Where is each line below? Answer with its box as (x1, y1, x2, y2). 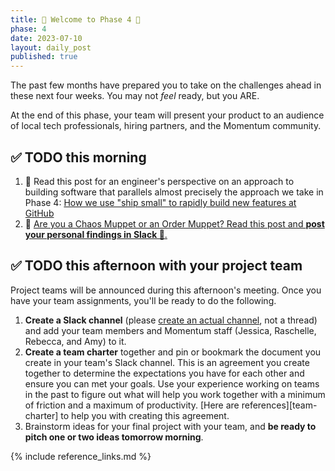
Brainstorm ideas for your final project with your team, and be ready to (24, 420, 317, 432)
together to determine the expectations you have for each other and (24, 367, 305, 379)
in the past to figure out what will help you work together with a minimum (24, 388, 326, 400)
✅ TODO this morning (10, 149, 147, 166)
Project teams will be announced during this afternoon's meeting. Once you (10, 284, 322, 296)
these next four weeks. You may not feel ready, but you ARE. (10, 90, 260, 102)
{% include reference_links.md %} (10, 450, 152, 462)
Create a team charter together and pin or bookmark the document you (24, 346, 322, 358)
